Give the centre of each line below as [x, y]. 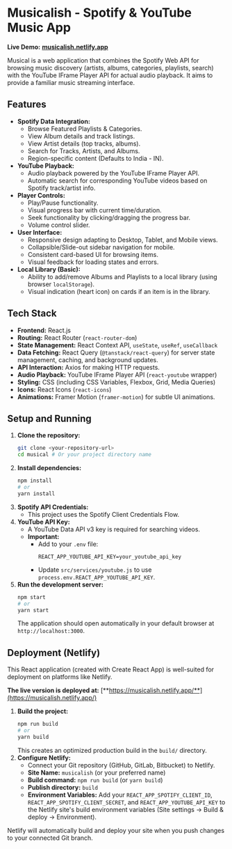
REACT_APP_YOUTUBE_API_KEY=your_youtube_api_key [110, 556]
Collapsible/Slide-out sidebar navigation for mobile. [101, 247]
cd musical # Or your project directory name [84, 455]
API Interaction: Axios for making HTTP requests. [88, 367]
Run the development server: [60, 584]
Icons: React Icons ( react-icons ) [64, 389]
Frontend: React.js [44, 330]
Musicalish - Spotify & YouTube [100, 13]
